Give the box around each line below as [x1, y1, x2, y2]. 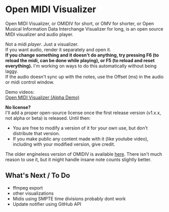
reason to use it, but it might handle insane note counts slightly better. [5, 156, 152, 163]
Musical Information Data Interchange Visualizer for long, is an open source [5, 25, 164, 32]
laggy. [5, 68, 18, 74]
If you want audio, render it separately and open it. [5, 46, 111, 52]
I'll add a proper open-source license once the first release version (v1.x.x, [5, 110, 161, 116]
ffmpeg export [12, 184, 43, 191]
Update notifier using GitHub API [12, 201, 81, 207]
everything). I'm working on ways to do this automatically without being [5, 63, 157, 69]
